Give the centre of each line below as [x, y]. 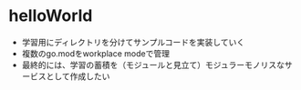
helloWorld [51, 16]
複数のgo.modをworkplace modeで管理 [96, 53]
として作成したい [78, 76]
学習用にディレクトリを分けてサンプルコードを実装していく [133, 42]
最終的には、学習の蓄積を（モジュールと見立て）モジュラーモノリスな [153, 65]
